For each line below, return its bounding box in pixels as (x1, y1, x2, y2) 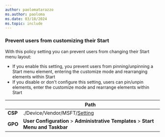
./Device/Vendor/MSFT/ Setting (23, 109, 94, 116)
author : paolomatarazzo (5, 7, 54, 12)
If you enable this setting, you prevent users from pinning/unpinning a (12, 63, 154, 69)
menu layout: (5, 54, 31, 60)
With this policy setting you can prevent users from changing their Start (5, 48, 150, 54)
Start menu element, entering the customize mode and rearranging (12, 68, 148, 74)
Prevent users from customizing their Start (5, 37, 110, 44)
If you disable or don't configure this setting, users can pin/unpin (12, 79, 144, 85)
